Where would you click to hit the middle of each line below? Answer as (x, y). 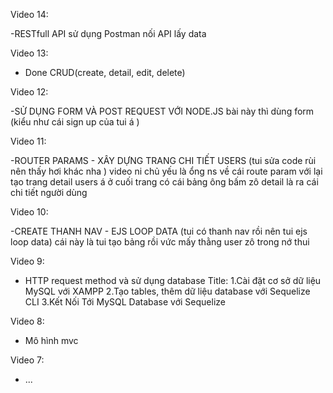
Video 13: (29, 53)
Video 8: (27, 321)
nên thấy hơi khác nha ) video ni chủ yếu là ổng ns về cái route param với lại (166, 171)
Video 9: (27, 261)
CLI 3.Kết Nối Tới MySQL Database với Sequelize (125, 302)
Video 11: (28, 141)
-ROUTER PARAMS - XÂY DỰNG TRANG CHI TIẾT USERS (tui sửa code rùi (163, 160)
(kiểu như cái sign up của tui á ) (75, 122)
